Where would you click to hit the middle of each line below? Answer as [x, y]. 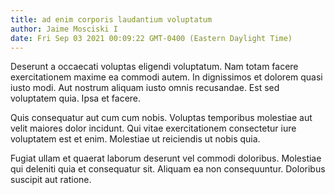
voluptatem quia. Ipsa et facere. [76, 98]
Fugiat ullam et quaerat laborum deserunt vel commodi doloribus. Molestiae [166, 158]
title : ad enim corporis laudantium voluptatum [111, 19]
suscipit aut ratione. [51, 180]
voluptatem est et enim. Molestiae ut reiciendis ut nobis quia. [135, 139]
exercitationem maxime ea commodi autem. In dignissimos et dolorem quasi [166, 77]
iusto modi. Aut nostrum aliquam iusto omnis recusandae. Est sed [145, 88]
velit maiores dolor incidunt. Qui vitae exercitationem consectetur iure [153, 128]
